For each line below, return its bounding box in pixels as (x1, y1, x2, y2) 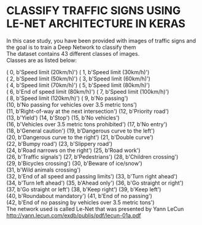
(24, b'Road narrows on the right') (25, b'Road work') (6, 147, 141, 154)
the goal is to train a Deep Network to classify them (6, 44, 136, 51)
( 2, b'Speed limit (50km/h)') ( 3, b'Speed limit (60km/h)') (6, 75, 150, 82)
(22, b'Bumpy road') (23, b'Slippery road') (6, 140, 112, 147)
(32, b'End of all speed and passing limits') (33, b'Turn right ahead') (6, 172, 178, 180)
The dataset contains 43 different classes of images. (6, 50, 140, 57)
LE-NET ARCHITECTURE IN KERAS (6, 17, 186, 31)
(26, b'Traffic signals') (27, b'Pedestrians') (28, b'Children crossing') (6, 153, 179, 160)
